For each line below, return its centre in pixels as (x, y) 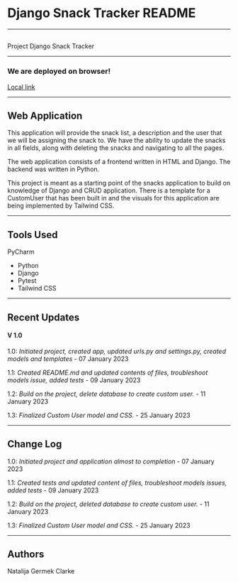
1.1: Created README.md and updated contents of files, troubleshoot (108, 372)
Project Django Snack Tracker (51, 46)
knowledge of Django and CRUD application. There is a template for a (109, 190)
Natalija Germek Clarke (41, 571)
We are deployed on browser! (59, 71)
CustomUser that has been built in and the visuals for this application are (113, 198)
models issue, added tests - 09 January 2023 (74, 380)
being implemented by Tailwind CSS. (61, 206)
